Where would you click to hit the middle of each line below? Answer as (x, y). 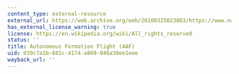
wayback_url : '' (31, 60)
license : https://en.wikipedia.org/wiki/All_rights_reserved (100, 33)
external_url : (28, 20)
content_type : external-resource (57, 14)
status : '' (23, 40)
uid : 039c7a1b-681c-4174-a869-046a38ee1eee (73, 54)
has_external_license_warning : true (62, 27)
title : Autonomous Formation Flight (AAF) (71, 47)
